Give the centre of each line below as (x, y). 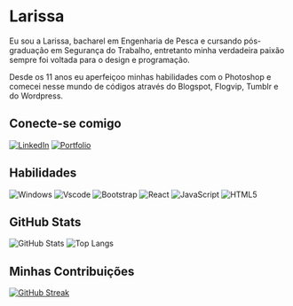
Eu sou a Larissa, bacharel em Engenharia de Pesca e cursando (126, 41)
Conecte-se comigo (65, 124)
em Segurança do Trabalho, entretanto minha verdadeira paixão (167, 50)
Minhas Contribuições (72, 271)
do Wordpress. (36, 96)
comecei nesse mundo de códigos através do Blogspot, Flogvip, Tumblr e (144, 86)
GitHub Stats (45, 222)
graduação (29, 50)
